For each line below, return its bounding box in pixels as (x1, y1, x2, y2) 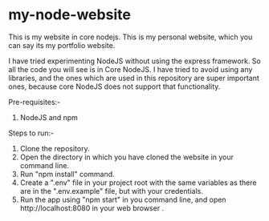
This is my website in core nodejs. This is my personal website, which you (8, 32, 253, 42)
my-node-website (8, 6, 131, 24)
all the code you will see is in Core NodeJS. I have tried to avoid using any (8, 64, 253, 74)
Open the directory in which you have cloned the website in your (19, 152, 234, 162)
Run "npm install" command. (19, 169, 115, 179)
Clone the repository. (19, 143, 90, 153)
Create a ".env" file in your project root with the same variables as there (19, 178, 257, 187)
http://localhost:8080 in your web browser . (19, 203, 165, 213)
